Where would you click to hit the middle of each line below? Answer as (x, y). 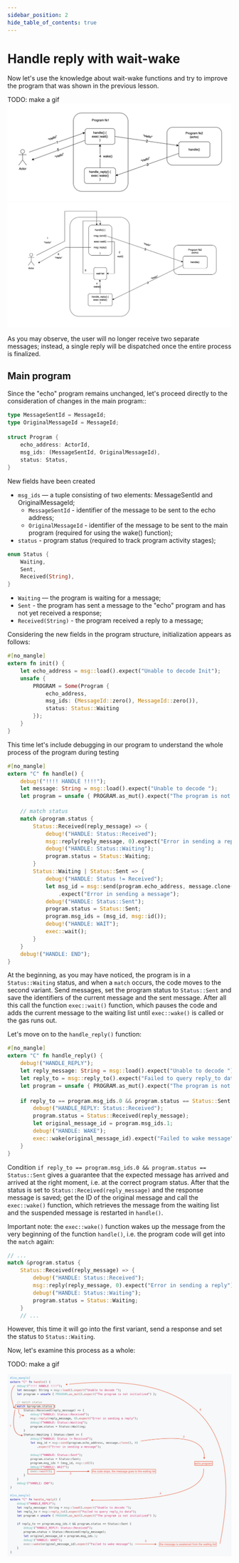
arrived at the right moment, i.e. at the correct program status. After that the (118, 1182)
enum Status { (28, 554)
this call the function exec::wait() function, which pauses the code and (112, 1005)
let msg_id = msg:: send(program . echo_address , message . (130, 886)
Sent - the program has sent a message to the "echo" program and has (122, 606)
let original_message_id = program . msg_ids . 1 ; (103, 1123)
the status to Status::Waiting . (52, 1336)
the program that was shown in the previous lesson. (83, 86)
